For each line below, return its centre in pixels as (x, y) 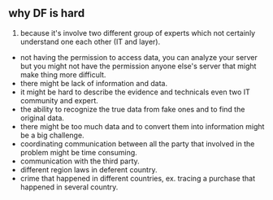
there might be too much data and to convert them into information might (142, 126)
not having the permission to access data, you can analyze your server (139, 57)
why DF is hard (47, 13)
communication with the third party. (80, 161)
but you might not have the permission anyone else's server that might (138, 66)
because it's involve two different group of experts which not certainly (138, 33)
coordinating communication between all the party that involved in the (137, 143)
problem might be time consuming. (79, 152)
